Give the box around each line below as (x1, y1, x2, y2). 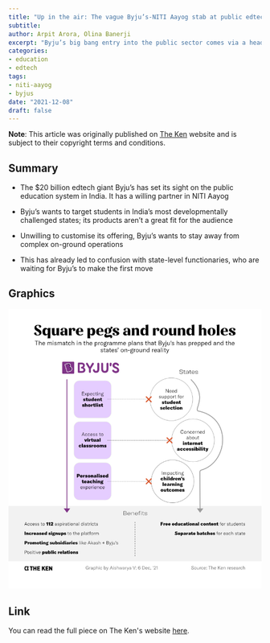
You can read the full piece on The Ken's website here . (8, 626, 190, 636)
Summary (8, 161, 59, 175)
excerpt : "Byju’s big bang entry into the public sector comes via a (8, 39, 247, 47)
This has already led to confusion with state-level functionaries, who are (19, 255, 260, 265)
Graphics (8, 286, 55, 301)
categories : (8, 47, 48, 56)
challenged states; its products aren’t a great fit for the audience (19, 216, 233, 225)
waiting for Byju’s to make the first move (19, 264, 153, 274)
